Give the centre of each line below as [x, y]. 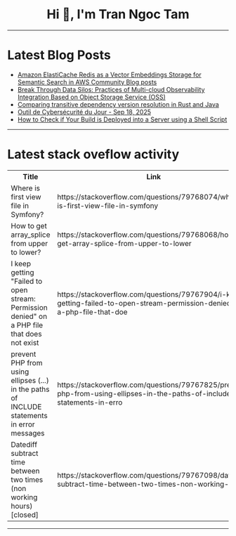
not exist [25, 342]
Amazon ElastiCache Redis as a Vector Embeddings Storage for [109, 74]
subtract [25, 453]
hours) [22, 506]
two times [27, 479]
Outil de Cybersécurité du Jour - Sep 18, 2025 [84, 112]
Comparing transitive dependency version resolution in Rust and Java [118, 104]
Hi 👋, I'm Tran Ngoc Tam [118, 14]
